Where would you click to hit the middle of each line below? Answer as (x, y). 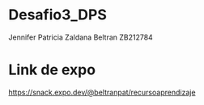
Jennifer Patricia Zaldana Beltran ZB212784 (81, 37)
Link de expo (52, 70)
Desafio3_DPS (58, 15)
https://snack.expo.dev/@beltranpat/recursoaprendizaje (102, 92)
